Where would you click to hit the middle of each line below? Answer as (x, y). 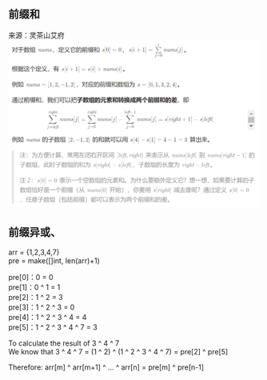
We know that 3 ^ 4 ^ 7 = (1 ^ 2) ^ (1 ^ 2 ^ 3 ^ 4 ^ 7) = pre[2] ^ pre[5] (118, 351)
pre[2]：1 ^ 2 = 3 (36, 297)
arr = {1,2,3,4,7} (34, 252)
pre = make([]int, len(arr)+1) (54, 260)
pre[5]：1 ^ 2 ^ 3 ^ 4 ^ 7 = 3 (53, 327)
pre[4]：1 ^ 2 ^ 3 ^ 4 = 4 (48, 317)
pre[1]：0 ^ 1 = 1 (34, 287)
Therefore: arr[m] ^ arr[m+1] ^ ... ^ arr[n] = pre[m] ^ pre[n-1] (106, 367)
